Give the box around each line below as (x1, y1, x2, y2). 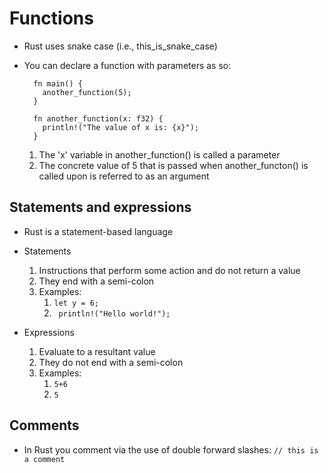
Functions (9, 7, 94, 30)
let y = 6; (53, 298, 99, 308)
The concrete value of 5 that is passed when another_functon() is (38, 159, 309, 171)
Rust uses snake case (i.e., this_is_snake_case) (23, 40, 218, 52)
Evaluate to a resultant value (38, 345, 156, 357)
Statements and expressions (9, 199, 192, 216)
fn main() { (33, 78, 83, 89)
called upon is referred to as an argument (38, 170, 210, 182)
